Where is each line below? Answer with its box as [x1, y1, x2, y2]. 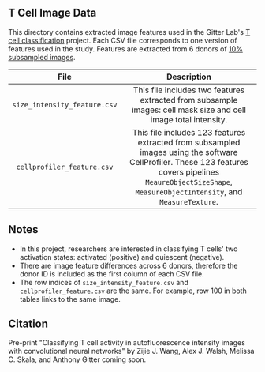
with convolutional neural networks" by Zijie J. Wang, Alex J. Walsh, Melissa [8, 347, 255, 356]
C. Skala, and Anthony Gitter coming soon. [8, 355, 147, 364]
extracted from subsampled [137, 137, 241, 148]
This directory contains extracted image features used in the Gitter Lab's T [8, 27, 251, 36]
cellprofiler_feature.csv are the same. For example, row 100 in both [19, 286, 247, 295]
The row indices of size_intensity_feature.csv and [19, 277, 189, 287]
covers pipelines [158, 166, 219, 177]
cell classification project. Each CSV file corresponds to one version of [8, 36, 238, 45]
